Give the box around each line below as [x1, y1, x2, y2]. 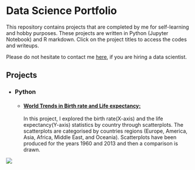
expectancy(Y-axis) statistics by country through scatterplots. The [23, 122, 184, 129]
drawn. [23, 146, 41, 153]
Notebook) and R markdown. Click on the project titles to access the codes [6, 36, 187, 43]
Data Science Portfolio [6, 4, 117, 18]
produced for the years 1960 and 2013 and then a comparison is [23, 140, 179, 147]
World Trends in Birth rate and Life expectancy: [23, 102, 141, 109]
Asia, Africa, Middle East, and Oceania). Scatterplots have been [23, 134, 177, 141]
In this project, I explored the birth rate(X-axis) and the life [23, 115, 163, 122]
